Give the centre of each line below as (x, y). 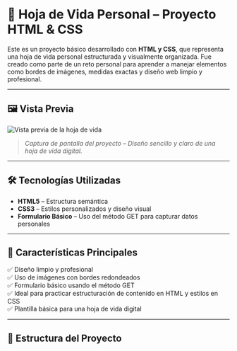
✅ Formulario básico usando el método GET (71, 285)
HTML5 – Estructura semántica (62, 201)
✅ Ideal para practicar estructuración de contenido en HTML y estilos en (113, 294)
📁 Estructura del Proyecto (65, 338)
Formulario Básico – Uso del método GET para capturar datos (108, 216)
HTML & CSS (45, 29)
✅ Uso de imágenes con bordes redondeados (74, 277)
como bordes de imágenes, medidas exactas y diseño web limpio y (105, 71)
